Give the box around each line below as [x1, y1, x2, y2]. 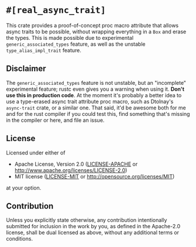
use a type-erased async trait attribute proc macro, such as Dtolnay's [6, 98, 174, 105]
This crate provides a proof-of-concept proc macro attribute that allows [6, 22, 179, 29]
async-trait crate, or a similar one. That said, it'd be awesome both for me [6, 104, 186, 111]
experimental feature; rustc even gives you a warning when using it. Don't [6, 85, 185, 92]
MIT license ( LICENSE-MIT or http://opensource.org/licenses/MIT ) [14, 173, 175, 180]
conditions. [6, 235, 33, 242]
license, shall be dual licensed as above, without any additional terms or [6, 229, 180, 236]
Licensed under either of [6, 149, 66, 156]
